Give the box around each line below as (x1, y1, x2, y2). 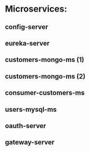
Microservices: (5, 3, 67, 15)
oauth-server (5, 121, 46, 130)
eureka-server (5, 39, 50, 47)
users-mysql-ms (5, 105, 57, 114)
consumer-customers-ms (5, 89, 85, 97)
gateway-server (5, 138, 55, 147)
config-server (5, 23, 48, 31)
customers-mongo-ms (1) (5, 56, 85, 64)
